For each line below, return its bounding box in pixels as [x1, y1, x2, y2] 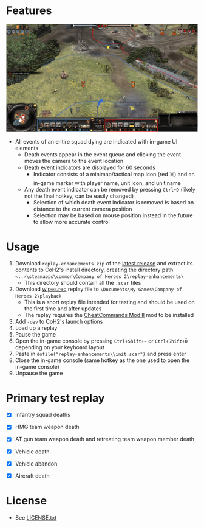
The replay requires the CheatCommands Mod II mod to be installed [24, 312, 194, 319]
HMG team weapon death [15, 424, 80, 431]
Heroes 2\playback [15, 293, 62, 299]
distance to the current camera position [33, 205, 132, 213]
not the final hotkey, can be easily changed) [24, 192, 134, 200]
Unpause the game [15, 369, 63, 377]
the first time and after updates [24, 305, 102, 312]
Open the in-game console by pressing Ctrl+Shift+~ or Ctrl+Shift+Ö [15, 337, 188, 344]
